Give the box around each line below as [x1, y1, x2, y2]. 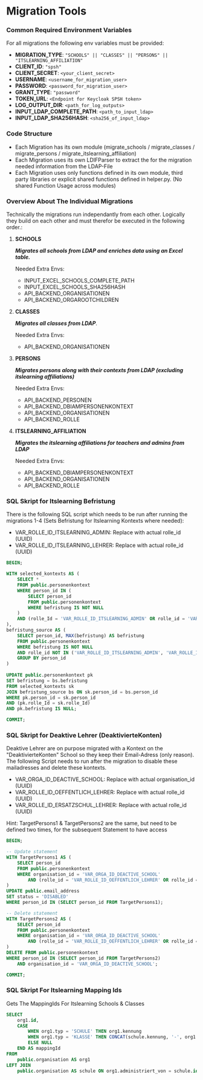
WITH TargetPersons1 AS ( [6, 854, 71, 860]
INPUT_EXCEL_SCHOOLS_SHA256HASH [24, 283, 126, 291]
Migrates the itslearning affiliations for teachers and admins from [14, 439, 185, 447]
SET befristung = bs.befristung [6, 678, 88, 684]
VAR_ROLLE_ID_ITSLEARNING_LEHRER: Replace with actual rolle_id [14, 542, 184, 549]
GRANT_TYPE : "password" [14, 89, 80, 96]
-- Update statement [6, 849, 59, 855]
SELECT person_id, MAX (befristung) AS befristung [17, 632, 145, 639]
